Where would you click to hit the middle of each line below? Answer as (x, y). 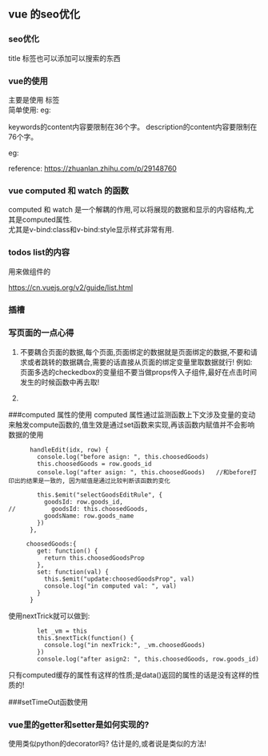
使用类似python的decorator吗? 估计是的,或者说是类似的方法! (107, 744)
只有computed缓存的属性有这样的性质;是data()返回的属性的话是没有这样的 (131, 674)
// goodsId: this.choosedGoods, (78, 509)
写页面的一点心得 (41, 333)
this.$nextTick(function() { (86, 638)
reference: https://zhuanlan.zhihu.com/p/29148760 (93, 168)
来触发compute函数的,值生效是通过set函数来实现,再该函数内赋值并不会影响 (132, 424)
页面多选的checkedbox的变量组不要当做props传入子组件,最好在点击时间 (138, 372)
